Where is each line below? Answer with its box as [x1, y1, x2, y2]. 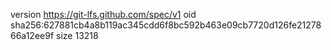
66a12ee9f [10, 30, 55, 41]
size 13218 [56, 30, 99, 41]
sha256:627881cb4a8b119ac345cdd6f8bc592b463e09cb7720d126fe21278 [10, 19, 322, 31]
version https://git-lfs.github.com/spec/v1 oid [10, 9, 197, 20]
